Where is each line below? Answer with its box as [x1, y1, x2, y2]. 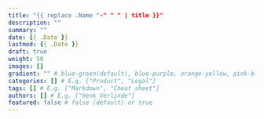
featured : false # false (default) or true [8, 99, 153, 106]
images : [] [8, 63, 44, 70]
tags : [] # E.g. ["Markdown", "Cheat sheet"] [8, 84, 159, 92]
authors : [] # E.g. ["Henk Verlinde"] [8, 92, 135, 99]
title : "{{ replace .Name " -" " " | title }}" [8, 11, 163, 20]
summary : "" [8, 26, 47, 34]
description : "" [8, 19, 61, 27]
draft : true [8, 48, 47, 56]
